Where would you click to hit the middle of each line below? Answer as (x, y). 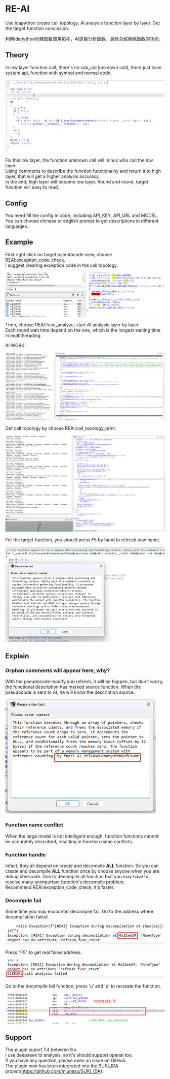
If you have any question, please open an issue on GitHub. (66, 1061)
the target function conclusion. (37, 28)
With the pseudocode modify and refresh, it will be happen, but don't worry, (84, 682)
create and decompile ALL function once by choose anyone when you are (82, 871)
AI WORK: (16, 345)
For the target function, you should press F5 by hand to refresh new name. (83, 540)
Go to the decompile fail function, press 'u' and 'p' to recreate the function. (83, 986)
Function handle (26, 854)
